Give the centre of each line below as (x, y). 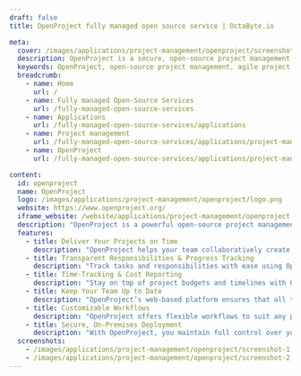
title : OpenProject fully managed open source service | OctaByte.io (142, 26)
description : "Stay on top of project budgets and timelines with (159, 283)
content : (26, 175)
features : (35, 233)
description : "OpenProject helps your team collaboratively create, (163, 250)
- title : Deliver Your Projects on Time (102, 241)
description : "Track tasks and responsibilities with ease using (157, 266)
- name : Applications (65, 117)
